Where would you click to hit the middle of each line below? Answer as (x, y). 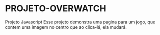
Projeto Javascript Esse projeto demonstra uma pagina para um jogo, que (80, 22)
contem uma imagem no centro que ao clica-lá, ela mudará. (66, 27)
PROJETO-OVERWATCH (56, 9)
